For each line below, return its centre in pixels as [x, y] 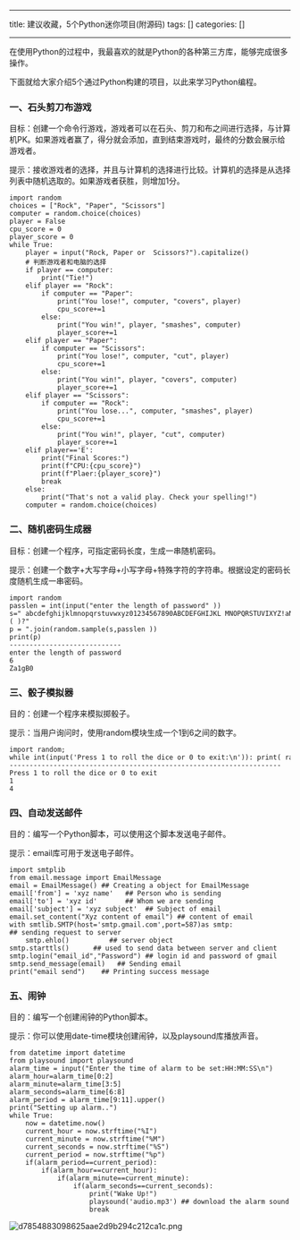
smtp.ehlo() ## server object [100, 941]
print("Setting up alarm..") [63, 1108]
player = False [37, 222]
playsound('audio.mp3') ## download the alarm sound [189, 1202]
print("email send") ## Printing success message [109, 972]
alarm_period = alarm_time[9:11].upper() [87, 1100]
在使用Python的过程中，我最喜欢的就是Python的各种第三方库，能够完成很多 [149, 51]
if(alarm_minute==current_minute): [123, 1178]
